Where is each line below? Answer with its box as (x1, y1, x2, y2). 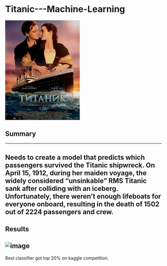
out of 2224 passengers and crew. (5, 208, 114, 216)
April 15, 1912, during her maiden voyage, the (5, 169, 147, 177)
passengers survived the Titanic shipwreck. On (5, 161, 155, 170)
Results (5, 225, 29, 233)
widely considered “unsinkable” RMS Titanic (5, 177, 147, 185)
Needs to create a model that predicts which (5, 153, 145, 162)
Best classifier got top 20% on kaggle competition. (5, 255, 109, 261)
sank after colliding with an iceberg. (5, 184, 118, 193)
